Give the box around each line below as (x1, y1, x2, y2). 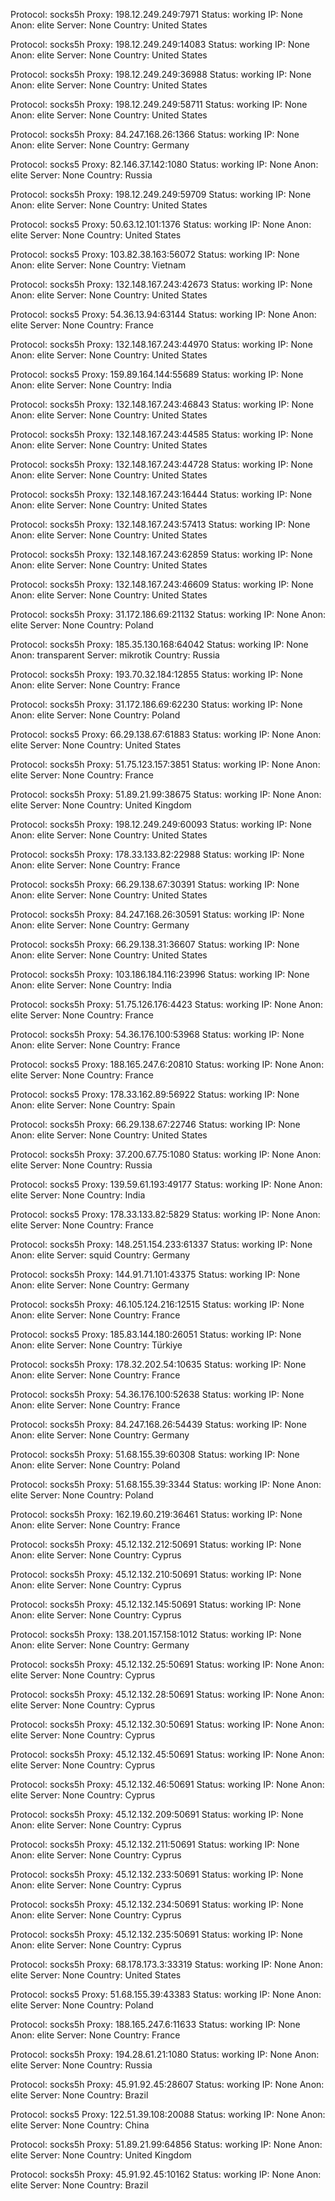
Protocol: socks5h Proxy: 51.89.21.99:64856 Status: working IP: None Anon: (10, 2139, 323, 2150)
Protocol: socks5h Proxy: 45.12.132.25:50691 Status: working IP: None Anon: (10, 1659, 325, 1670)
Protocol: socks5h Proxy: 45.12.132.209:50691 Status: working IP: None (10, 1809, 304, 1820)
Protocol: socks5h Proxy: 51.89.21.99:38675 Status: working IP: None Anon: (10, 789, 322, 800)
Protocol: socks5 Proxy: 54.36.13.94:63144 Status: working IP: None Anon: (10, 309, 317, 320)
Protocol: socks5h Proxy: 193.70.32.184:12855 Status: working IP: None (10, 669, 303, 680)
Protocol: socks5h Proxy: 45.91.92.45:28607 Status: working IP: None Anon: (10, 2079, 325, 2090)
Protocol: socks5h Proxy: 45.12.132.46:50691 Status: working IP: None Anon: (10, 1779, 325, 1790)
